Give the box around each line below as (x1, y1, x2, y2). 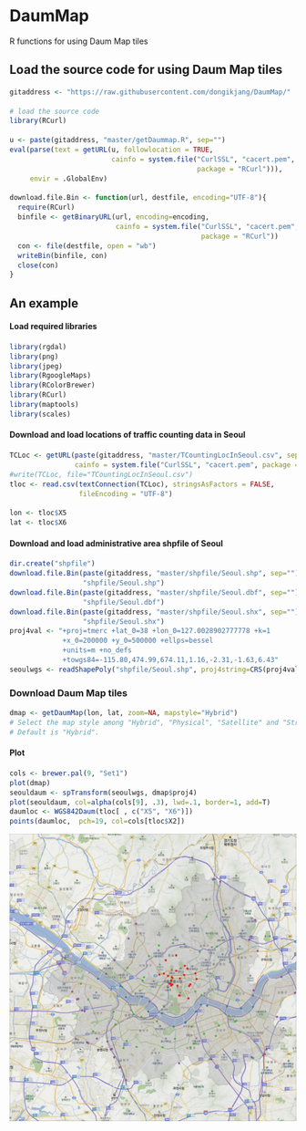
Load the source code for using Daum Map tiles (9, 62, 283, 78)
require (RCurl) (17, 202, 76, 213)
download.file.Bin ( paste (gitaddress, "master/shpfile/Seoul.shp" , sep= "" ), (9, 569, 303, 578)
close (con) (17, 261, 59, 270)
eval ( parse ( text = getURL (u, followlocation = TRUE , (9, 145, 214, 154)
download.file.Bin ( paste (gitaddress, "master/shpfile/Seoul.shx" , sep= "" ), (9, 607, 303, 617)
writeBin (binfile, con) (17, 251, 107, 260)
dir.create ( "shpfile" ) (9, 559, 96, 568)
